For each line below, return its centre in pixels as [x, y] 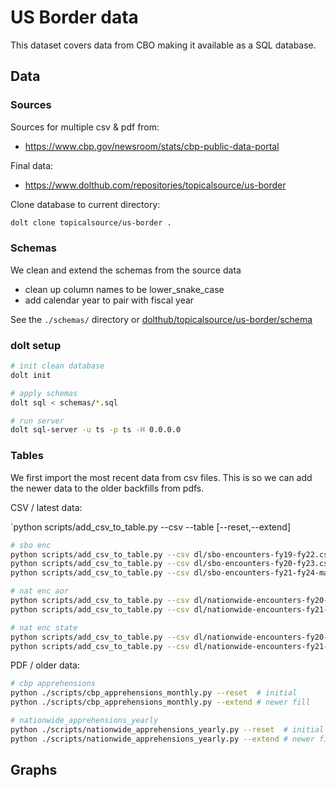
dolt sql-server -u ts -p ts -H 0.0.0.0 [96, 430]
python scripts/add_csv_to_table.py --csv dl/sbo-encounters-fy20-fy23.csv [171, 564]
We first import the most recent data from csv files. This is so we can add [161, 477]
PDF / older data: [45, 665]
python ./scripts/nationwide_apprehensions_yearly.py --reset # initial [167, 729]
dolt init [31, 375]
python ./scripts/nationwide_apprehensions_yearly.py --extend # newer [162, 739]
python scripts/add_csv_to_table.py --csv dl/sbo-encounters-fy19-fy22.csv [171, 554]
